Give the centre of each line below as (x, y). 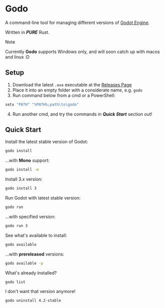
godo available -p (24, 263)
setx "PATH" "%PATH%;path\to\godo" (42, 104)
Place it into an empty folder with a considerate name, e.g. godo (77, 90)
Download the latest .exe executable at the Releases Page (72, 84)
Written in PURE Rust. (27, 32)
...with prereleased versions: (35, 254)
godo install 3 (21, 188)
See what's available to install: (36, 235)
